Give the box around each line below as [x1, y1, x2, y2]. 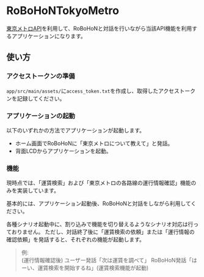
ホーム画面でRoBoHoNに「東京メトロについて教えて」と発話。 [15, 139, 173, 147]
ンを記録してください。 [6, 94, 65, 102]
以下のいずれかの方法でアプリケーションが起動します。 [6, 126, 145, 134]
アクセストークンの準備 [6, 72, 75, 80]
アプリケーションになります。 [11, 32, 87, 40]
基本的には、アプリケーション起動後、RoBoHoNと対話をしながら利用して [6, 200, 191, 207]
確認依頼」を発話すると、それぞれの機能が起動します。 [6, 236, 145, 243]
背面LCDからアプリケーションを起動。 [15, 147, 112, 154]
